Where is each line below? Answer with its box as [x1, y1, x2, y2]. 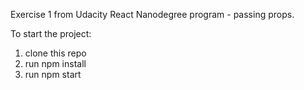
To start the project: [10, 28, 92, 39]
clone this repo [24, 47, 87, 59]
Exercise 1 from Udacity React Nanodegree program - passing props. [10, 9, 295, 20]
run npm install [24, 58, 87, 69]
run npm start [24, 69, 82, 80]
